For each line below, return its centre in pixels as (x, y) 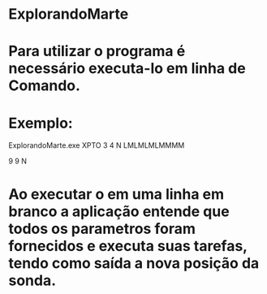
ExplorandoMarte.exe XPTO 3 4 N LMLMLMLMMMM (97, 145)
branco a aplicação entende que (119, 211)
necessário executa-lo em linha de (127, 69)
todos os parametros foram (102, 229)
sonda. (32, 280)
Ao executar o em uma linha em (116, 194)
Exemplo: (41, 123)
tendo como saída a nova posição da (134, 263)
